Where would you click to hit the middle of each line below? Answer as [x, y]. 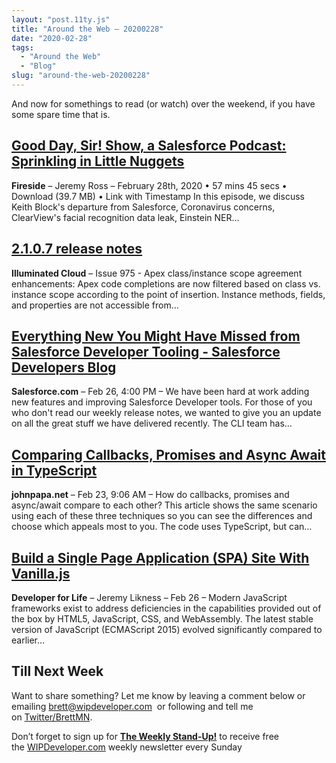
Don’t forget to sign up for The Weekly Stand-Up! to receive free [145, 736]
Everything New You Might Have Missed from [156, 336]
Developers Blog [64, 367]
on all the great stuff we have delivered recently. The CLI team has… [152, 423]
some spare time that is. [61, 114]
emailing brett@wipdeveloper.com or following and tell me [132, 706]
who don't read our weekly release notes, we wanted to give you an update [166, 413]
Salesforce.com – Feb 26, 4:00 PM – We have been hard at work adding [160, 392]
